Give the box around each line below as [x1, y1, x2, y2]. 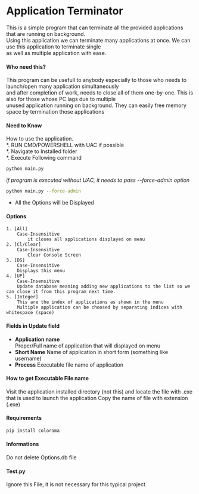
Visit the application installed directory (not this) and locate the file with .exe [6, 388, 192, 395]
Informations [6, 441, 39, 448]
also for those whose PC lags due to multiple [6, 96, 116, 103]
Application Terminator [6, 4, 123, 18]
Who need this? [6, 63, 46, 70]
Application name [14, 336, 60, 343]
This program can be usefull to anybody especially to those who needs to [6, 77, 187, 84]
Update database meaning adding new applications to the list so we [17, 283, 191, 289]
